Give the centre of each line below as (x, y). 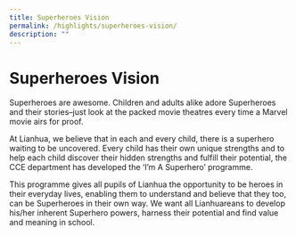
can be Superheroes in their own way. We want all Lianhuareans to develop (147, 203)
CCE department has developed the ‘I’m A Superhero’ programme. (131, 167)
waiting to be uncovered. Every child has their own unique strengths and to (147, 149)
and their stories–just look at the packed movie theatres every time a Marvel (148, 112)
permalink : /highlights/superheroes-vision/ (93, 26)
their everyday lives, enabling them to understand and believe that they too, (148, 194)
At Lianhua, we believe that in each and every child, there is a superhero (142, 139)
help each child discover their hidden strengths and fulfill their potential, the (148, 158)
